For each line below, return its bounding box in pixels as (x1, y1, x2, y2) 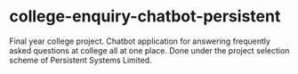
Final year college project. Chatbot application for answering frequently (9, 36, 271, 46)
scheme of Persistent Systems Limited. (9, 54, 153, 65)
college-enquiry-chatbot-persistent (9, 6, 281, 27)
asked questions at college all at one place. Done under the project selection (9, 45, 290, 55)
